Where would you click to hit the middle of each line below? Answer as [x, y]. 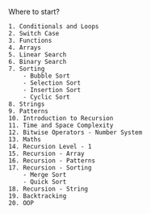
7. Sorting [27, 69]
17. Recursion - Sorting [50, 168]
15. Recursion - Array [46, 153]
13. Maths [25, 140]
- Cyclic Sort [46, 97]
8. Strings [27, 104]
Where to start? [34, 12]
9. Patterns [28, 111]
